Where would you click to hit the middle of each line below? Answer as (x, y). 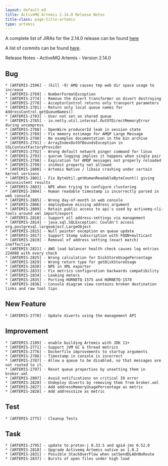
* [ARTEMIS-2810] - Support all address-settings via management (75, 218)
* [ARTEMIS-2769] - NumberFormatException (50, 94)
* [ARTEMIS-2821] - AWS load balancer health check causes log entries (82, 249)
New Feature (26, 304)
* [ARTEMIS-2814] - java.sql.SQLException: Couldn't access (70, 223)
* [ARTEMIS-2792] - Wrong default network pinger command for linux (79, 152)
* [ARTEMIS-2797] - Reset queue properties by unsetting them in (75, 369)
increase (14, 90)
